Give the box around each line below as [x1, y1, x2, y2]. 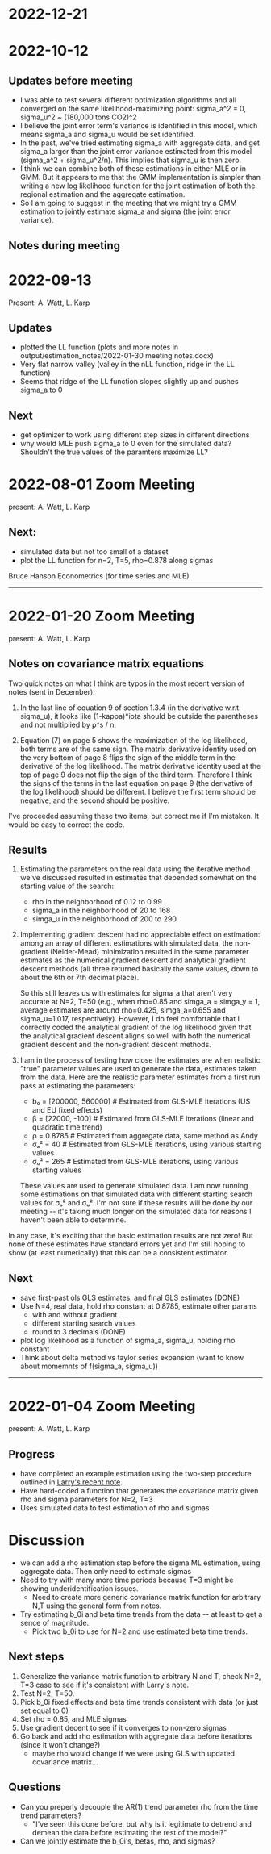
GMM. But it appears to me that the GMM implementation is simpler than [19, 173, 261, 182]
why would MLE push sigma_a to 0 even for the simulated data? [19, 439, 232, 449]
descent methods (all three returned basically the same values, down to [19, 964, 259, 974]
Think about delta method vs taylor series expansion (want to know [19, 1353, 244, 1363]
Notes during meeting [8, 239, 121, 253]
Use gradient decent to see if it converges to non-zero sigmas [19, 1722, 227, 1732]
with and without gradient [31, 1310, 118, 1320]
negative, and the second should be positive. [19, 795, 170, 805]
